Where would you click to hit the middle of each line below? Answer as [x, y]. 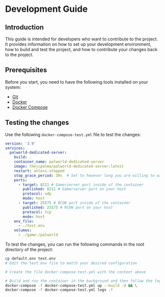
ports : [21, 180]
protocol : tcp [37, 212]
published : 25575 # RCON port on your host [68, 208]
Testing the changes [37, 123]
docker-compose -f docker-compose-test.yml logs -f [59, 290]
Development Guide [46, 9]
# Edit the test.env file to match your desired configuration [71, 263]
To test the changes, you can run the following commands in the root [75, 244]
